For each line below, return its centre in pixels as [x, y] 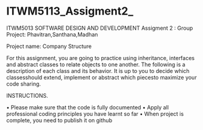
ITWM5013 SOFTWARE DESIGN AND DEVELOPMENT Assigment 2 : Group [100, 28]
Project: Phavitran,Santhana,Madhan [52, 34]
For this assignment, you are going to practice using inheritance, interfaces [101, 58]
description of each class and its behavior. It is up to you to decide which [98, 70]
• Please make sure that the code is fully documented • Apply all [87, 107]
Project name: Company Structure [49, 46]
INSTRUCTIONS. [27, 95]
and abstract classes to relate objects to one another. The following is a [96, 64]
